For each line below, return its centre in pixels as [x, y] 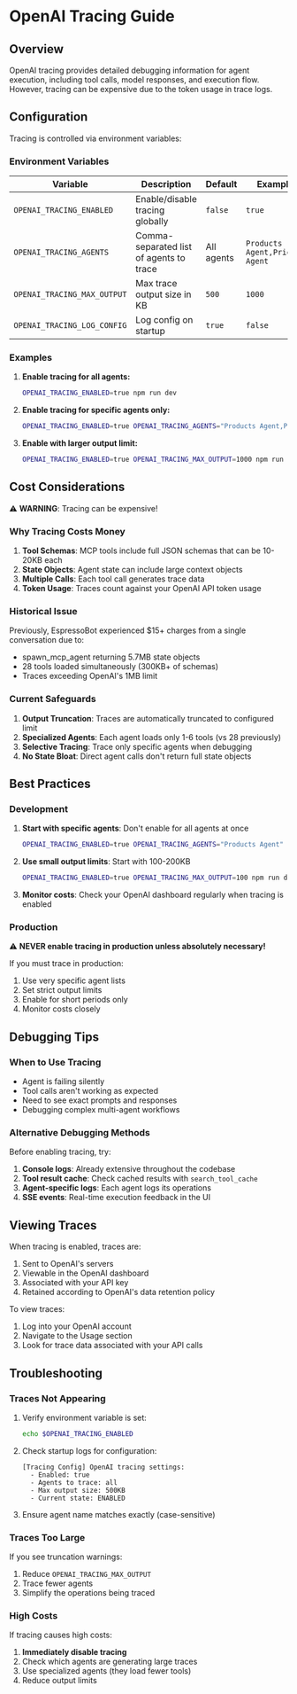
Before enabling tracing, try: [60, 1152]
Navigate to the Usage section [77, 1336]
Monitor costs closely [61, 1009]
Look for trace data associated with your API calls [112, 1346]
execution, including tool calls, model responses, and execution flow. [134, 80]
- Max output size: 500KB [78, 1490]
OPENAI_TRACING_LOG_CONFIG [70, 326]
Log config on [164, 320]
